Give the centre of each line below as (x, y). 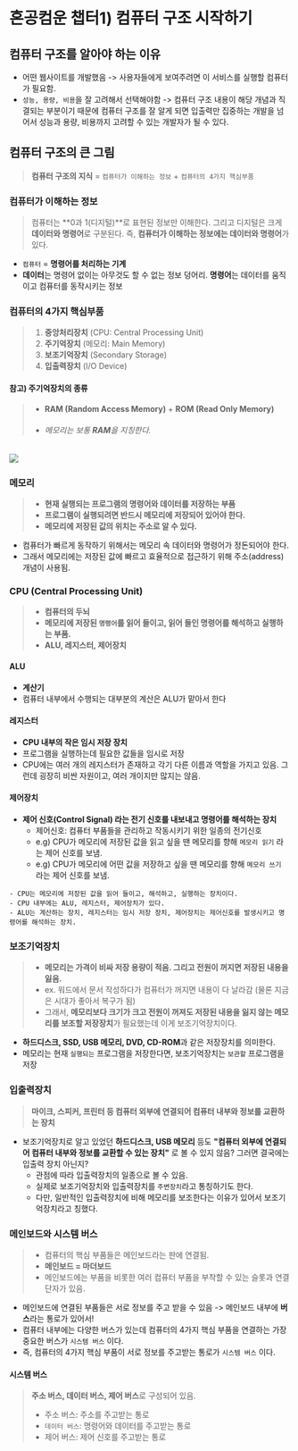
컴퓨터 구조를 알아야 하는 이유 (85, 54)
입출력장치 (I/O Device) (86, 366)
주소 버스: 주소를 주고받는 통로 (97, 1415)
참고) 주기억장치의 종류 (49, 388)
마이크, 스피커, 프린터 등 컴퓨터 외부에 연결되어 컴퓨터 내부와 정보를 (146, 1111)
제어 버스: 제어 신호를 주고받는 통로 (105, 1437)
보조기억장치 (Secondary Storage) (106, 355)
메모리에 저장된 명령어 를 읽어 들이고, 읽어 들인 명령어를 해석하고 (152, 623)
